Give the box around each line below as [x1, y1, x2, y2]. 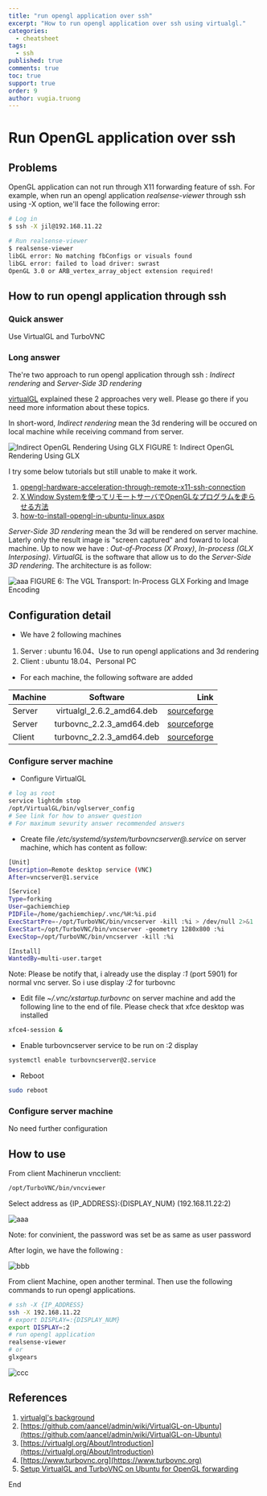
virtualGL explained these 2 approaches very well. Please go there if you [8, 394, 249, 404]
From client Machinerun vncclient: [8, 1169, 121, 1179]
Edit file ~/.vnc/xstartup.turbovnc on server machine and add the [19, 993, 236, 1003]
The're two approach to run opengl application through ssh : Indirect [8, 370, 235, 379]
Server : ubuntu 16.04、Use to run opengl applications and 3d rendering [19, 646, 260, 657]
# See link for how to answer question [8, 812, 142, 820]
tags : [8, 42, 27, 50]
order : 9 [8, 86, 38, 95]
